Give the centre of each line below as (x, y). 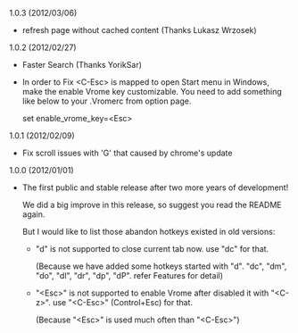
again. (33, 214)
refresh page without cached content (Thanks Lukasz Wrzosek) (139, 30)
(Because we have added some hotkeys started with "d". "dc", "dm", (161, 266)
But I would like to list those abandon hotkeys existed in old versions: (149, 232)
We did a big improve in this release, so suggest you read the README (152, 205)
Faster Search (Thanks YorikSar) (82, 65)
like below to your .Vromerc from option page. (107, 101)
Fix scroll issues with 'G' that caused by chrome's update (127, 153)
